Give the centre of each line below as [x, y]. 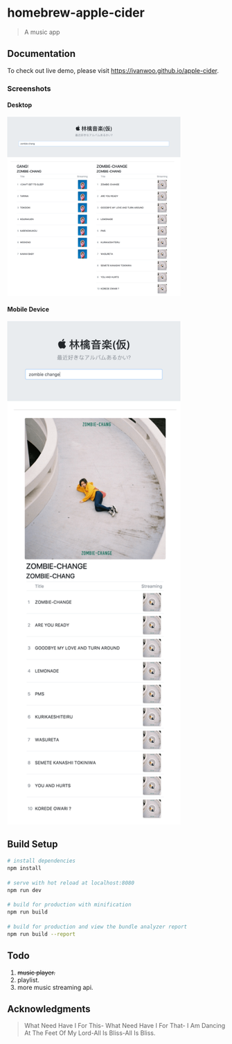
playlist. [28, 979]
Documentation [42, 54]
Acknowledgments [49, 1009]
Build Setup [33, 844]
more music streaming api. [55, 987]
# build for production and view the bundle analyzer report [97, 927]
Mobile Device [28, 310]
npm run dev [24, 890]
